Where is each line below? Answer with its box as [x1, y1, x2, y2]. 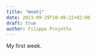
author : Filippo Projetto [6, 25, 71, 32]
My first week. [6, 42, 42, 50]
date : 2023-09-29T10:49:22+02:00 [6, 15, 91, 21]
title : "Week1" [6, 8, 45, 15]
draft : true [6, 20, 36, 26]
